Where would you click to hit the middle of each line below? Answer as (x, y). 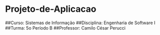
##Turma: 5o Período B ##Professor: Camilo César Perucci (65, 28)
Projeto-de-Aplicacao (51, 9)
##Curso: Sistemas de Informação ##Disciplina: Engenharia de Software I (80, 23)
